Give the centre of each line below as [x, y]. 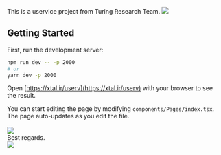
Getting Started [41, 33]
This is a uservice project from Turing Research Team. [84, 11]
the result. [22, 96]
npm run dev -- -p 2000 [41, 62]
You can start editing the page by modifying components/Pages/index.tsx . [111, 109]
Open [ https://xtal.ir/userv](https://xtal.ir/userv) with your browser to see [110, 88]
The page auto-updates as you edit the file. [68, 116]
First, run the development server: [55, 50]
